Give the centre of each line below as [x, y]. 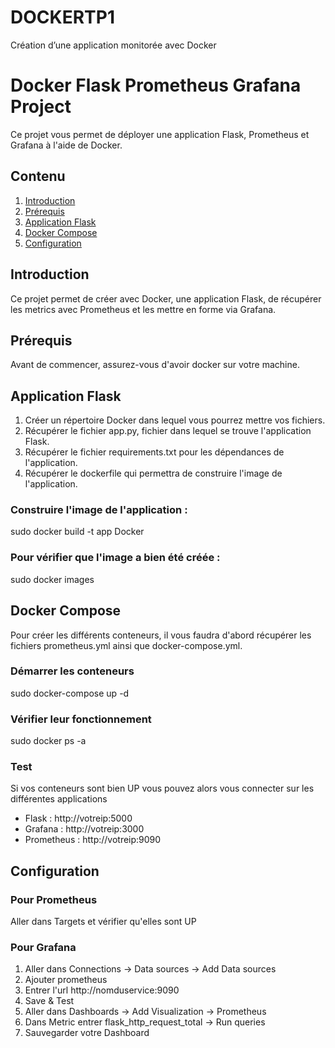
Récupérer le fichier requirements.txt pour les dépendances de [154, 452]
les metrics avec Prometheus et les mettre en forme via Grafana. [143, 309]
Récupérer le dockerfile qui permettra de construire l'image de [153, 473]
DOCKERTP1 [62, 17]
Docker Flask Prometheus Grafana [156, 85]
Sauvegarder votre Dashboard [87, 1033]
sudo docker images [52, 579]
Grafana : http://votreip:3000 [84, 829]
